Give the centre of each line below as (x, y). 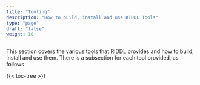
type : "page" (23, 23)
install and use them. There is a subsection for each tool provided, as (92, 58)
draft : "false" (25, 29)
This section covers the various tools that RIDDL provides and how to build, (100, 51)
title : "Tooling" (28, 12)
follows (15, 65)
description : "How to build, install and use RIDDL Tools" (82, 17)
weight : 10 (20, 34)
